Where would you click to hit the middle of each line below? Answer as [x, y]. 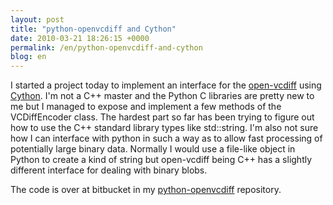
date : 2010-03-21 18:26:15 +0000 [80, 38]
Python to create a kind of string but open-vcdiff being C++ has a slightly [161, 160]
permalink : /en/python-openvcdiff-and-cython [106, 47]
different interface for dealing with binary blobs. [109, 170]
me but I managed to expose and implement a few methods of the [146, 107]
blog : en [28, 57]
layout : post [37, 19]
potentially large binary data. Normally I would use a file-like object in [153, 149]
